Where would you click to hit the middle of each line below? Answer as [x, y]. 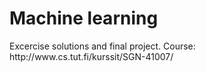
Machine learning [84, 18]
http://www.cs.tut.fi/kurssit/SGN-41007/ [91, 56]
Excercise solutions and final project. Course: [102, 46]
